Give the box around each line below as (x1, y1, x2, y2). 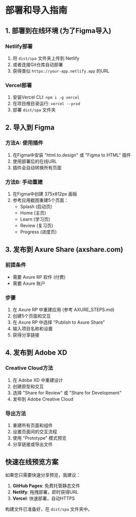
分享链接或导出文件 (12, 441, 53, 448)
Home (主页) (20, 210, 47, 216)
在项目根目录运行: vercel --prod (12, 101, 80, 107)
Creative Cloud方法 (5, 365, 54, 372)
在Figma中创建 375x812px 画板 (12, 191, 77, 197)
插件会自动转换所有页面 (12, 164, 62, 170)
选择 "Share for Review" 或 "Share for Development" (12, 390, 122, 396)
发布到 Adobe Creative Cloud (12, 396, 73, 402)
